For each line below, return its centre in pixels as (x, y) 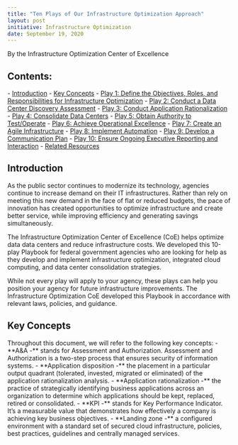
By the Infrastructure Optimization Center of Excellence (88, 54)
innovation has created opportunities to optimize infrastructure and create (115, 208)
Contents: (30, 76)
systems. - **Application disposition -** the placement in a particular (109, 366)
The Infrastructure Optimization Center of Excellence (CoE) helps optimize (116, 237)
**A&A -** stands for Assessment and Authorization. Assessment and (110, 350)
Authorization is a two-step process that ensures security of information (113, 358)
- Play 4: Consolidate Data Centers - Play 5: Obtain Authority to (100, 116)
